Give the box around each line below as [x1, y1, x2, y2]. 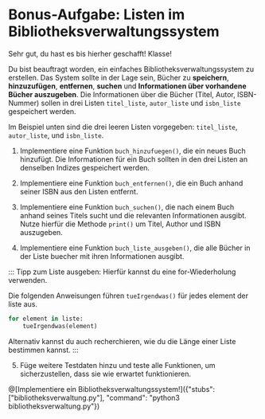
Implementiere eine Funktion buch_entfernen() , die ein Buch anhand [19, 178, 244, 188]
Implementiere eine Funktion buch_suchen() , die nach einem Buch [19, 202, 235, 212]
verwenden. [8, 275, 48, 284]
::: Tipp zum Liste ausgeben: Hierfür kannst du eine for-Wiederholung [8, 267, 236, 276]
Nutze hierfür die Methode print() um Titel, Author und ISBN [19, 219, 221, 229]
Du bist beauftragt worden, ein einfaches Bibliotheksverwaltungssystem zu [8, 64, 255, 73]
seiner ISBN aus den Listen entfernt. [19, 186, 138, 196]
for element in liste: [8, 315, 84, 323]
